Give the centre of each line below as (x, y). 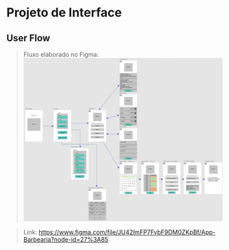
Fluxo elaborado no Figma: (61, 54)
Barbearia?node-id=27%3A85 (66, 239)
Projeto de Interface (64, 13)
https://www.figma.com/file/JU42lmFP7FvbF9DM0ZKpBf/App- (127, 232)
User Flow (28, 38)
